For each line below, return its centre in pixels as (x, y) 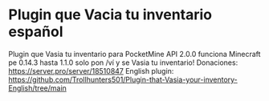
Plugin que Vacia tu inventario (110, 15)
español (36, 32)
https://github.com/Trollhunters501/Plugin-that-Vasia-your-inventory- (123, 79)
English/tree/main (37, 88)
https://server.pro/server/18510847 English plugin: (91, 71)
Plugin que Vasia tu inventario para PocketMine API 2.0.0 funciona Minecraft (134, 54)
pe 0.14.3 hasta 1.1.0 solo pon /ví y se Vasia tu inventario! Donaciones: (123, 63)
